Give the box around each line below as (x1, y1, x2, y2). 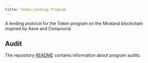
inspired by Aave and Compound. (5, 25, 72, 31)
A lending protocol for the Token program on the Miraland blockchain (5, 20, 143, 26)
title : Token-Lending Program (5, 7, 66, 12)
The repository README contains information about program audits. (5, 52, 141, 58)
